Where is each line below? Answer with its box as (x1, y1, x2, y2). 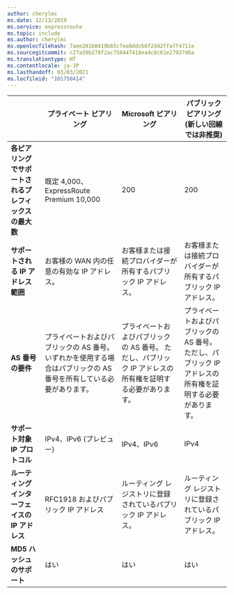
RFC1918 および (45, 494, 100, 504)
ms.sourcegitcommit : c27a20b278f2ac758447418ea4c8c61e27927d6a (7, 50, 195, 57)
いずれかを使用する (45, 353, 108, 363)
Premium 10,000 (45, 195, 101, 205)
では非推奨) (185, 130, 223, 140)
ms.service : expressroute (7, 23, 82, 30)
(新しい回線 (185, 119, 223, 129)
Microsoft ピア (121, 109, 171, 119)
